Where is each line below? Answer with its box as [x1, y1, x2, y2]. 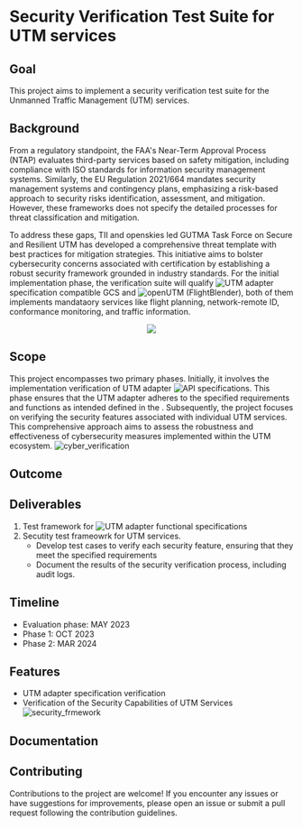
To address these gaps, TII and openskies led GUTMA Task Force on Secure [9, 229, 293, 240]
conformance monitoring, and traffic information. [9, 306, 191, 317]
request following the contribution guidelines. [9, 807, 178, 818]
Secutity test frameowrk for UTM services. [22, 530, 182, 541]
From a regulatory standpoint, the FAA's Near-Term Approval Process [9, 144, 267, 155]
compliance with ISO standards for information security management [9, 164, 266, 175]
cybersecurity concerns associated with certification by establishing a [9, 258, 270, 269]
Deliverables [9, 497, 82, 512]
